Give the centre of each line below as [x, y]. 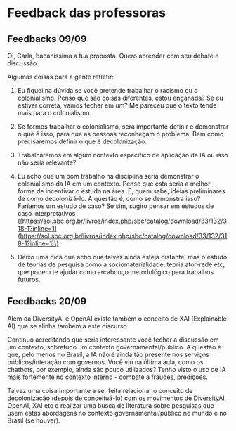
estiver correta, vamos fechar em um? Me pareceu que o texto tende [117, 105]
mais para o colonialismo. [54, 113]
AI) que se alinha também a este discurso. [68, 326]
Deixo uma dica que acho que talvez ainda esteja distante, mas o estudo [122, 257]
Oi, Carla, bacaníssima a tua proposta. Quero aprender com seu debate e [113, 56]
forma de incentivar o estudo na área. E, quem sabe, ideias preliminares [122, 191]
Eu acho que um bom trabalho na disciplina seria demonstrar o [108, 176]
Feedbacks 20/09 [47, 301]
